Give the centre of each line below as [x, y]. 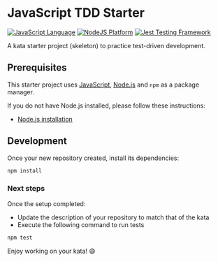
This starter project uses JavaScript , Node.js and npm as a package [103, 85]
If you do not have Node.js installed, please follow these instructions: [107, 105]
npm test [20, 238]
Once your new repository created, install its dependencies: [93, 158]
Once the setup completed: [46, 203]
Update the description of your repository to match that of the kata [113, 217]
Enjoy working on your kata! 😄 [51, 251]
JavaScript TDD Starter [76, 13]
